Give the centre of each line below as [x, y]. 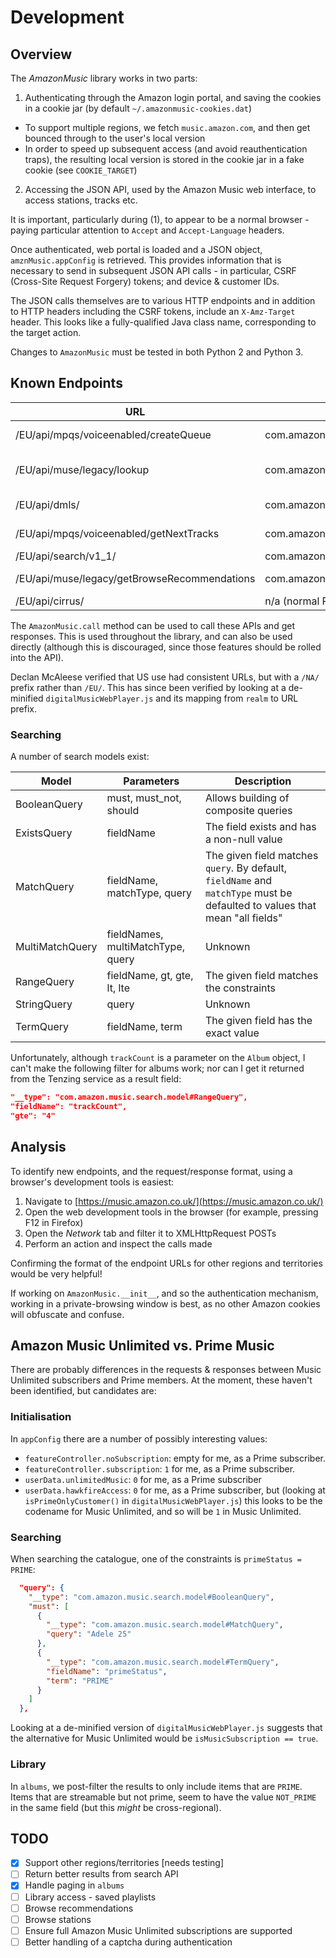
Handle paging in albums [74, 1885]
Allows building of [247, 798]
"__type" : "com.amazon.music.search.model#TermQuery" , [163, 1662]
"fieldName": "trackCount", [69, 1106]
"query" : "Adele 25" [89, 1634]
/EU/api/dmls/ [47, 504]
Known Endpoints [66, 383]
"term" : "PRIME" [80, 1681]
